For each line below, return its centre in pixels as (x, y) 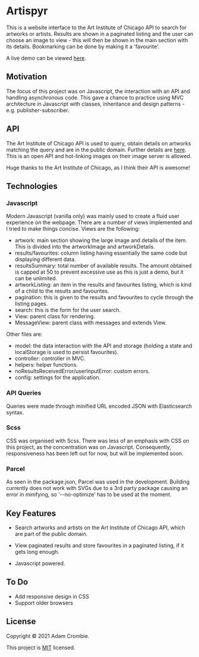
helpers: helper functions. (46, 365)
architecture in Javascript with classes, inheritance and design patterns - (96, 104)
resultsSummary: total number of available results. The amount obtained (103, 266)
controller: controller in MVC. (50, 358)
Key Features (31, 513)
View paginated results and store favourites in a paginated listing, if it (99, 545)
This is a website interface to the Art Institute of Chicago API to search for (97, 27)
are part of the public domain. (51, 534)
